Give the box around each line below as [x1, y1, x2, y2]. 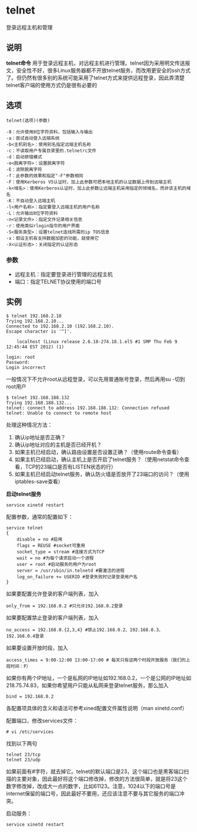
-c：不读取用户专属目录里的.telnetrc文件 [6, 148, 97, 154]
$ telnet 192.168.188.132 [6, 395, 69, 400]
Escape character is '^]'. [6, 328, 72, 334]
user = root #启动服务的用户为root [16, 561, 97, 567]
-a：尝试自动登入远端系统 [6, 135, 60, 141]
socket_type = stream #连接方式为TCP [16, 549, 105, 555]
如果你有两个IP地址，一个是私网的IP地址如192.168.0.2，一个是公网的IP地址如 [6, 674, 192, 681]
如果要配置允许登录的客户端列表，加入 [6, 590, 99, 597]
